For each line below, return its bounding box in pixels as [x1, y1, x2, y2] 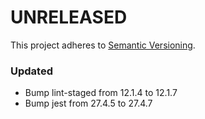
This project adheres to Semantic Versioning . [10, 39, 196, 51]
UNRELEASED [10, 6, 128, 29]
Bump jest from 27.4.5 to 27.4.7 [24, 97, 153, 110]
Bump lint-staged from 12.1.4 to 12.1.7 [24, 87, 178, 99]
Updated [10, 64, 53, 78]
